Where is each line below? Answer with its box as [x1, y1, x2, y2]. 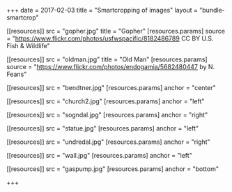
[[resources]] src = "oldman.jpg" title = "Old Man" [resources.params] [6, 55, 208, 64]
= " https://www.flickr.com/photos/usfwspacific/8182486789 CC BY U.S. [6, 34, 214, 43]
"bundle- [199, 6, 225, 14]
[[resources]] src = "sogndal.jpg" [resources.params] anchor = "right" [6, 111, 208, 119]
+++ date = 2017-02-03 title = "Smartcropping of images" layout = [6, 6, 198, 14]
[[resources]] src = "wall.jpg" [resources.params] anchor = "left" [6, 152, 192, 159]
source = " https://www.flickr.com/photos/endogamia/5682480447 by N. [6, 63, 215, 71]
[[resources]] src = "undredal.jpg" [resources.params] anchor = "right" [6, 138, 210, 146]
